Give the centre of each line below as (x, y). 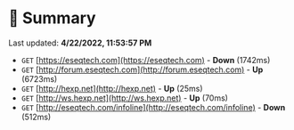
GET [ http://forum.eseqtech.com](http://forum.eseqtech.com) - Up (142, 69)
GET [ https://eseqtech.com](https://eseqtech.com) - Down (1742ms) (146, 60)
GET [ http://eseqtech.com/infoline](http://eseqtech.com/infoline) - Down (153, 107)
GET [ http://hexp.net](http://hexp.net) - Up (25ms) (112, 88)
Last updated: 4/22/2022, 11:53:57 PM (80, 43)
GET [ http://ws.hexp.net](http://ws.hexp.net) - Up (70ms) (125, 98)
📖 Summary (52, 18)
